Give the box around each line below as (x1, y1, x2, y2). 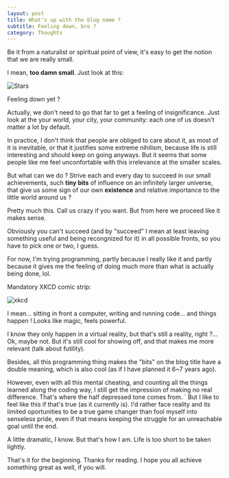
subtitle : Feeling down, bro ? (7, 23, 97, 29)
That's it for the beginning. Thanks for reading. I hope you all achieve (7, 456, 202, 464)
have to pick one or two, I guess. (7, 241, 99, 250)
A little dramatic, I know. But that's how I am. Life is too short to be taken (7, 435, 211, 444)
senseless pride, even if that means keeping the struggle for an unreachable (7, 415, 223, 423)
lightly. (7, 443, 26, 451)
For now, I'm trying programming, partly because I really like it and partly (7, 255, 213, 263)
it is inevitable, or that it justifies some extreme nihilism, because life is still (7, 143, 217, 152)
